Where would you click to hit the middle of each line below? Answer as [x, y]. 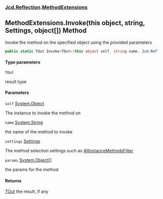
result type [16, 81]
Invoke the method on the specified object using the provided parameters [79, 42]
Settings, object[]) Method [46, 31]
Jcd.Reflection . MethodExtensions [46, 7]
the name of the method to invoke [39, 132]
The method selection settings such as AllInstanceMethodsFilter [69, 151]
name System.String [24, 123]
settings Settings [23, 141]
